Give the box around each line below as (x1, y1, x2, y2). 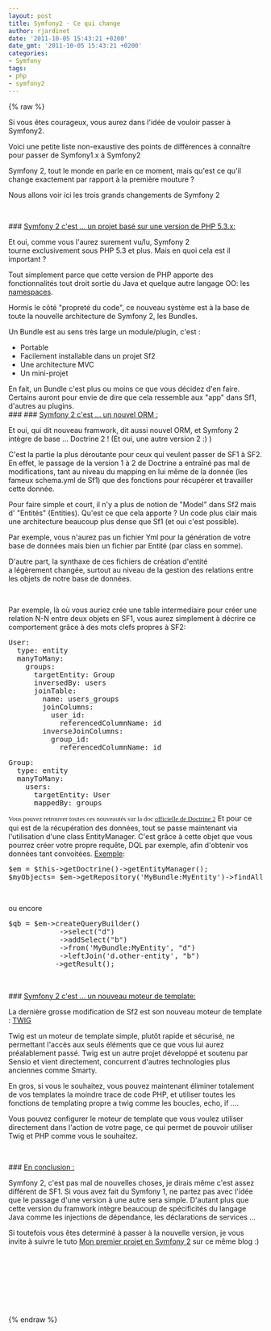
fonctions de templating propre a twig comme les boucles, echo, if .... (8, 1098, 240, 1107)
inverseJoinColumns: (42, 726, 123, 736)
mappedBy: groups (33, 798, 102, 808)
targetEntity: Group (33, 670, 115, 679)
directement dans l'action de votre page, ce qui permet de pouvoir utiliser (8, 1122, 253, 1132)
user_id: (51, 710, 85, 720)
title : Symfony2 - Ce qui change (8, 19, 121, 27)
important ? (8, 254, 47, 263)
